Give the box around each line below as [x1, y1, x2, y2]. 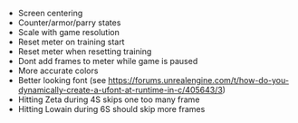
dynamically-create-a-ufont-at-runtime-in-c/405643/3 [17, 85, 224, 95]
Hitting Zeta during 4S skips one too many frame [17, 94, 200, 105]
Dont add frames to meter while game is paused [17, 56, 198, 66]
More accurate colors [17, 65, 99, 76]
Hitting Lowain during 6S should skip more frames [17, 104, 206, 114]
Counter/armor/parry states [17, 17, 121, 28]
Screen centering [17, 8, 83, 18]
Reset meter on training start [17, 36, 125, 47]
